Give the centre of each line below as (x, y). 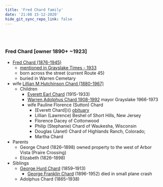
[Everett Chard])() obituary (62, 110)
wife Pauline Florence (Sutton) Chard (65, 105)
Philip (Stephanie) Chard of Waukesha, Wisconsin (86, 126)
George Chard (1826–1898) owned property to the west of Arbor (86, 147)
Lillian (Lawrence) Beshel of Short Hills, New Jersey (88, 115)
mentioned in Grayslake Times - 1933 (58, 67)
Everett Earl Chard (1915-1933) (59, 94)
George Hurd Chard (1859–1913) (53, 168)
